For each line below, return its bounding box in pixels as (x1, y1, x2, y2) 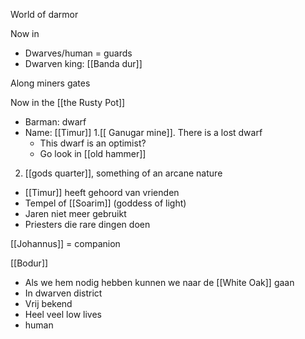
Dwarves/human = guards (24, 47, 133, 59)
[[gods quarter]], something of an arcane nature (24, 167, 223, 179)
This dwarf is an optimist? (39, 137, 147, 149)
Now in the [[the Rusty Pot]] (10, 97, 126, 108)
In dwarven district (24, 287, 103, 299)
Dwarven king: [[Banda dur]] (24, 58, 143, 69)
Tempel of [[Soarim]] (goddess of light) (24, 197, 187, 209)
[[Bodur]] (10, 257, 49, 269)
